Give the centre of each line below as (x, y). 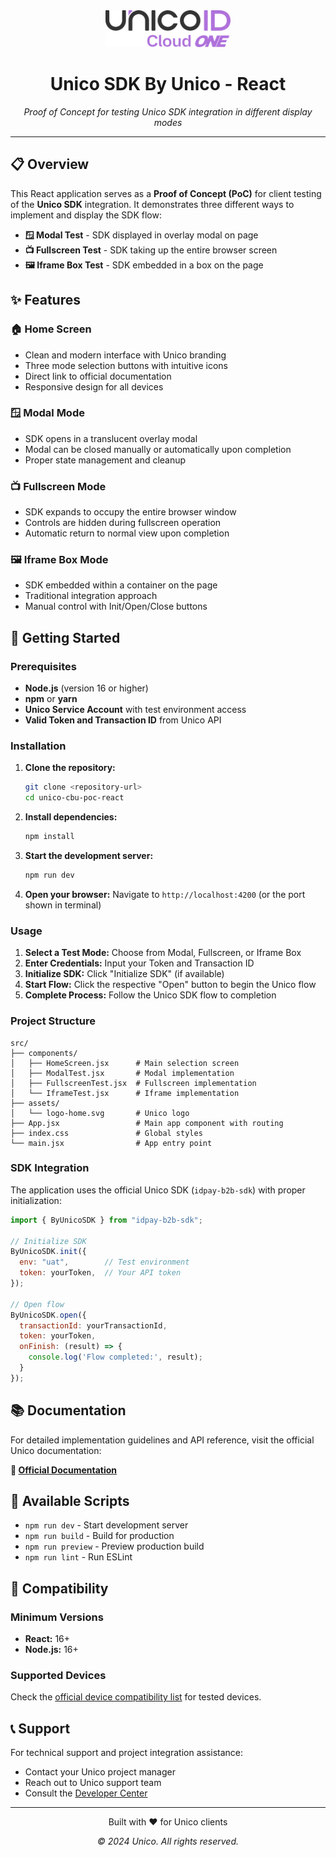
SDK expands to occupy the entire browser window (130, 512)
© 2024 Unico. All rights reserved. (167, 1841)
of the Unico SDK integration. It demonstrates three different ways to (152, 204)
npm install (49, 837)
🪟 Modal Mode (47, 413)
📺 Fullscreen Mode (58, 486)
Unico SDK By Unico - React (168, 84)
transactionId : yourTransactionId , (93, 1325)
